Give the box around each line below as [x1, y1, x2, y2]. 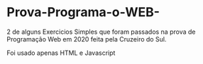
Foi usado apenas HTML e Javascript [6, 49, 116, 57]
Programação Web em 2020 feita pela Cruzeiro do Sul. [6, 34, 167, 43]
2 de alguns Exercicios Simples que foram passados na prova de [6, 27, 196, 36]
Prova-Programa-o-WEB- [6, 4, 160, 20]
